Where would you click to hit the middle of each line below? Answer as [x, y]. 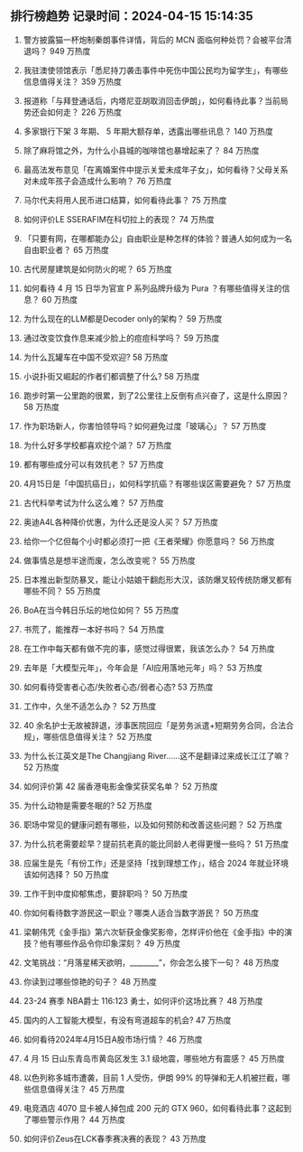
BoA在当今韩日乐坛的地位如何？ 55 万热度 [101, 610]
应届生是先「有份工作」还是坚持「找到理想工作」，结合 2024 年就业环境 [156, 863]
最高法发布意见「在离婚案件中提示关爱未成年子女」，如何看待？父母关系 [156, 169]
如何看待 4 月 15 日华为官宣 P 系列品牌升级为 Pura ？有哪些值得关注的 [152, 288]
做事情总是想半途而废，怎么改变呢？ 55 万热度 [110, 560]
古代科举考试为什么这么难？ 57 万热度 [93, 502]
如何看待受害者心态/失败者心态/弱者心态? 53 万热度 [118, 687]
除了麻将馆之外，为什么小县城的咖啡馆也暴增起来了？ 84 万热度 [141, 150]
